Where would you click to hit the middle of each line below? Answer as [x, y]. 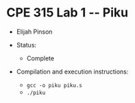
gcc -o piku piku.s [54, 85]
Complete [40, 58]
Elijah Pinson [34, 32]
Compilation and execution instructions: [72, 71]
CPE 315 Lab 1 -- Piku [67, 13]
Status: [26, 45]
